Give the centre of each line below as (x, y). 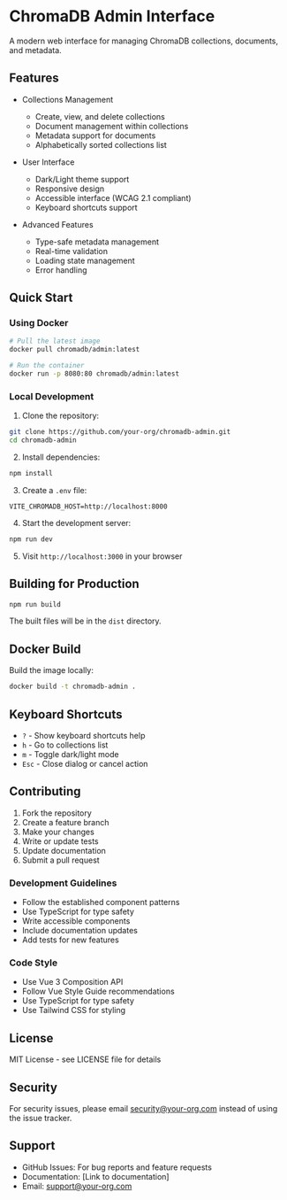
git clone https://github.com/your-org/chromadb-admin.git (120, 432)
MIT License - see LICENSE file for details (85, 1059)
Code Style (34, 963)
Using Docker (39, 323)
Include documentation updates (80, 931)
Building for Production (74, 584)
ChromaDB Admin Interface (112, 16)
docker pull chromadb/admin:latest (75, 350)
